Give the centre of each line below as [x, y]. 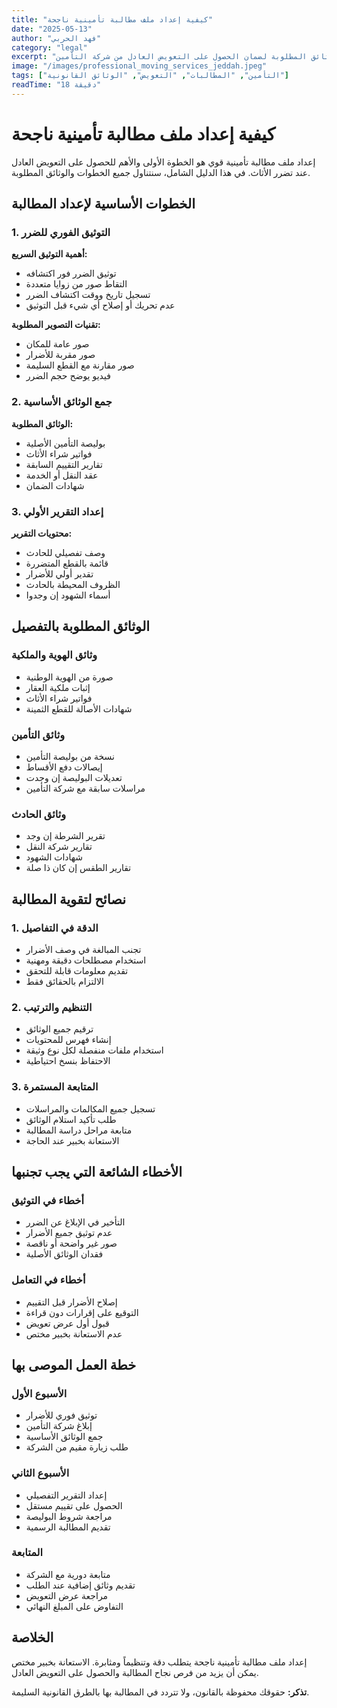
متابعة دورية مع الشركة [68, 1574]
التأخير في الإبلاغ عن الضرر [75, 1222]
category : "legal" [49, 47]
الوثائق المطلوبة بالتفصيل [81, 626]
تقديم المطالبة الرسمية [68, 1527]
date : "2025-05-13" [52, 29]
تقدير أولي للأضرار [59, 573]
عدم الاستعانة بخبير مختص [74, 1333]
